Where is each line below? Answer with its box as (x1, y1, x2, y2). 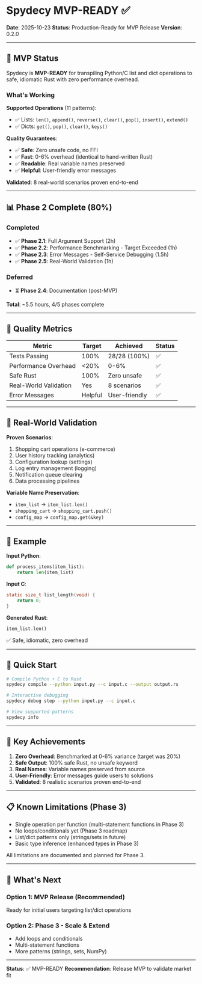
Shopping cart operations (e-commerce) (14, 445, 115, 453)
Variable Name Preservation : (6, 489, 80, 496)
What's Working (6, 91, 55, 99)
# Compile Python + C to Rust (6, 676, 82, 682)
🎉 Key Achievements (6, 737, 85, 747)
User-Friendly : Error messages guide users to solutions (14, 772, 153, 779)
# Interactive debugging (6, 692, 69, 698)
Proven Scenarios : (6, 433, 53, 441)
